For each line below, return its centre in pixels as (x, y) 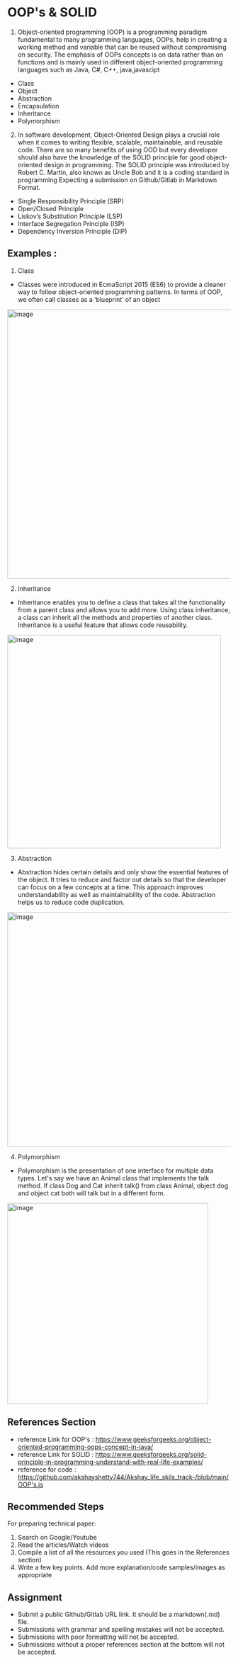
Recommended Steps (56, 1506)
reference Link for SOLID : (56, 1454)
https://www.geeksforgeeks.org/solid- (151, 1454)
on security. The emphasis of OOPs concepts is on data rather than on (120, 55)
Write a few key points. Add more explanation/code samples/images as (121, 1567)
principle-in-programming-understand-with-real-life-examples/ (110, 1462)
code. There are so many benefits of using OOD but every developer (118, 150)
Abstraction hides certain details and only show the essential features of (123, 872)
